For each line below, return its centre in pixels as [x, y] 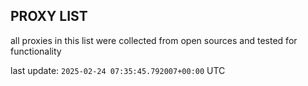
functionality [36, 51]
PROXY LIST [49, 16]
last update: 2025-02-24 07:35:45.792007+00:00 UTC [118, 70]
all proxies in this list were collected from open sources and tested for [154, 40]
